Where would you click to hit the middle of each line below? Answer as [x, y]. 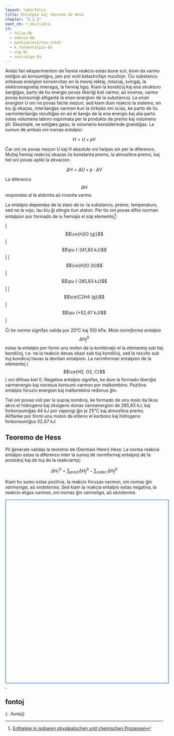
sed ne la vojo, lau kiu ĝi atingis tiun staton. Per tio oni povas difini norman [82, 210]
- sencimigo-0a [26, 57]
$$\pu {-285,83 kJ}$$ [84, 281]
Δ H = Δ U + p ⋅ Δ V [84, 170]
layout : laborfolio [26, 10]
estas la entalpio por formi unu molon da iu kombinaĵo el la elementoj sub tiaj [84, 348]
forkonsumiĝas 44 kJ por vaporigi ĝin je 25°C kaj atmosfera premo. [75, 411]
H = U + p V [84, 139]
